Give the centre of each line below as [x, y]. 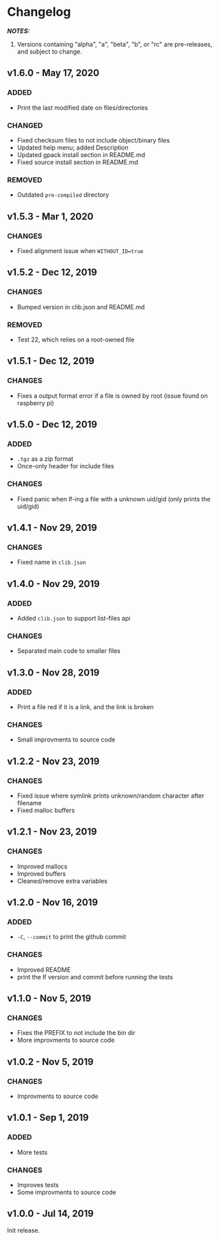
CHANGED [25, 126]
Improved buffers [41, 873]
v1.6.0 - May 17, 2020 [53, 73]
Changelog [39, 12]
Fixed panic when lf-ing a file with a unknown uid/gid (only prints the [114, 499]
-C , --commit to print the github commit [72, 937]
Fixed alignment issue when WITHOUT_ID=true [80, 250]
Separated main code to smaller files [69, 651]
